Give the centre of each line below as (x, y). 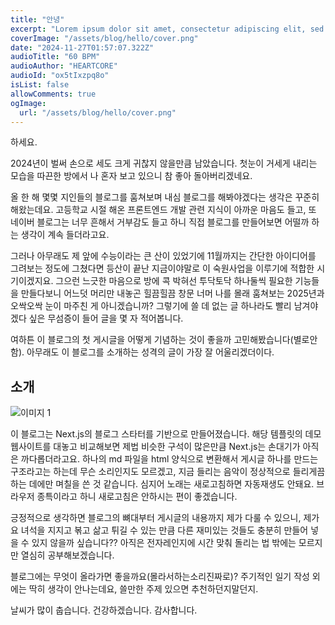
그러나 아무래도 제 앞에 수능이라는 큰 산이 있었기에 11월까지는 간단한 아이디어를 (163, 256)
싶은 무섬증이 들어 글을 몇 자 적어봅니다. (106, 318)
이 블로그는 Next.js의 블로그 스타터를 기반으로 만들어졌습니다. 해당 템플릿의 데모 (166, 434)
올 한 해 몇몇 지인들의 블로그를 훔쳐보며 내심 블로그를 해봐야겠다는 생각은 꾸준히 (165, 197)
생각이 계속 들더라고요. (65, 235)
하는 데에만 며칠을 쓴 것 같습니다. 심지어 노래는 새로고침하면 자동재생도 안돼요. (162, 484)
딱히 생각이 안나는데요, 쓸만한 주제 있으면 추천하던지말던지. (143, 589)
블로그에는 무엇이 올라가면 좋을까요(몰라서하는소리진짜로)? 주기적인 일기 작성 (160, 577)
